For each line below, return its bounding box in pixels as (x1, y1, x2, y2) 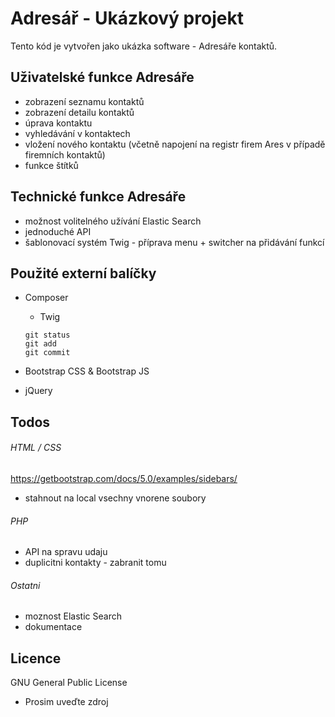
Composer (24, 292, 69, 304)
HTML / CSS (10, 442, 62, 454)
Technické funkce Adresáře (10, 188, 187, 206)
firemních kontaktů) (24, 148, 106, 161)
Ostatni (10, 579, 41, 591)
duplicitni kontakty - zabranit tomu (24, 557, 167, 569)
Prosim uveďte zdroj (24, 696, 109, 708)
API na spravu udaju (24, 546, 108, 558)
